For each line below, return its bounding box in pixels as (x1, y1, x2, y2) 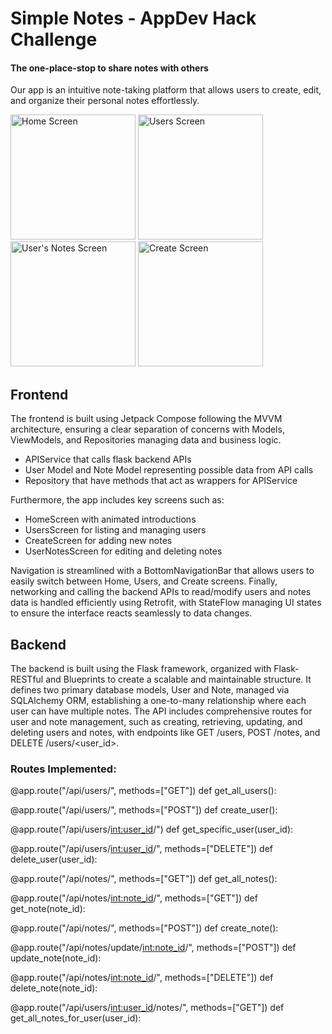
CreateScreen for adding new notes (24, 535, 173, 547)
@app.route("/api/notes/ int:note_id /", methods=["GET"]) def (10, 892, 258, 904)
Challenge (10, 28, 98, 51)
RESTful (10, 673, 44, 686)
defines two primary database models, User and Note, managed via (10, 684, 290, 696)
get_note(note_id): (10, 903, 86, 915)
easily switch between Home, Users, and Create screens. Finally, (10, 575, 278, 587)
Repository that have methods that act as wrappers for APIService (24, 475, 298, 487)
